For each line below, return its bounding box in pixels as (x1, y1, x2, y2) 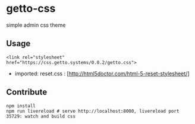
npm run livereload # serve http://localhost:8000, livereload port (6, 108, 180, 114)
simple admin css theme (6, 21, 66, 28)
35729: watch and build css (6, 113, 76, 119)
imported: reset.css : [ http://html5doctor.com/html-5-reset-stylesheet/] (14, 70, 190, 77)
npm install (6, 103, 36, 109)
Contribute (6, 87, 48, 97)
